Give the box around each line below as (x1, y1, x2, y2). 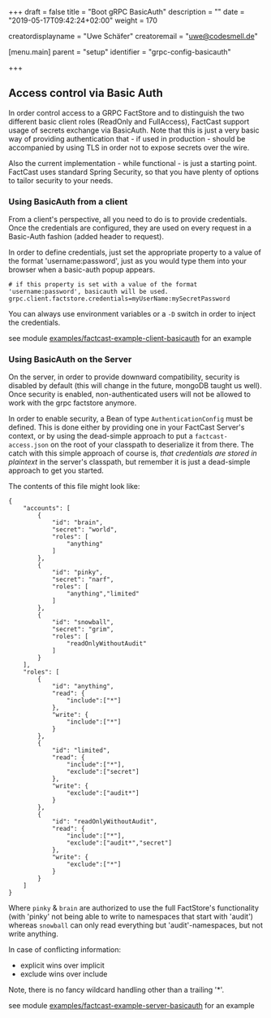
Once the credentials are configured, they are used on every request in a (8, 223, 252, 233)
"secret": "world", (51, 526, 118, 534)
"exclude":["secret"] (66, 768, 140, 776)
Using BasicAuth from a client (8, 195, 128, 207)
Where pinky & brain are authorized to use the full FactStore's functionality (8, 903, 260, 913)
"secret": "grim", (51, 626, 114, 634)
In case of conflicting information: (8, 945, 122, 955)
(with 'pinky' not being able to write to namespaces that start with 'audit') (8, 911, 254, 922)
